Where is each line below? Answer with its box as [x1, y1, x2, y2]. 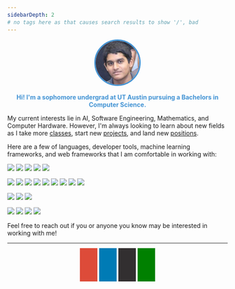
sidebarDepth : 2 [7, 11, 55, 18]
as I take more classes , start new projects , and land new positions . [7, 129, 199, 137]
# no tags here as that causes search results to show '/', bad [7, 18, 199, 26]
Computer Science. [88, 100, 147, 109]
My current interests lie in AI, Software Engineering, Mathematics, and [7, 114, 209, 123]
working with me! [7, 229, 57, 238]
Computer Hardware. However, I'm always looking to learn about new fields [7, 121, 225, 130]
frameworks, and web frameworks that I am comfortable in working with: [7, 150, 217, 159]
